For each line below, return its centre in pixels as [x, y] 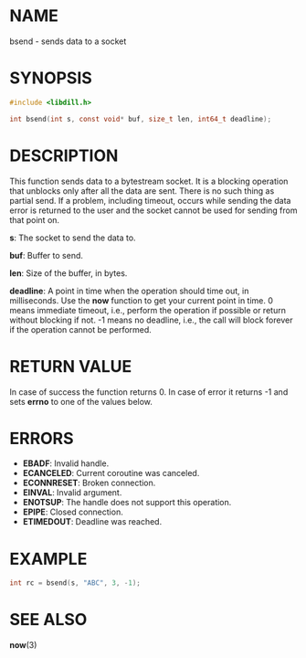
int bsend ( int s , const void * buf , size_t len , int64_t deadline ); [141, 119]
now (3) [23, 645]
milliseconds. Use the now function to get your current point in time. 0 [142, 300]
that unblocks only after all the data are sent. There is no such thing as [142, 191]
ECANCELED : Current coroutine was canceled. [111, 473]
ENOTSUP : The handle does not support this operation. [127, 503]
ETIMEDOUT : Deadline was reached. [92, 522]
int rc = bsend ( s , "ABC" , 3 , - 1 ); [75, 583]
